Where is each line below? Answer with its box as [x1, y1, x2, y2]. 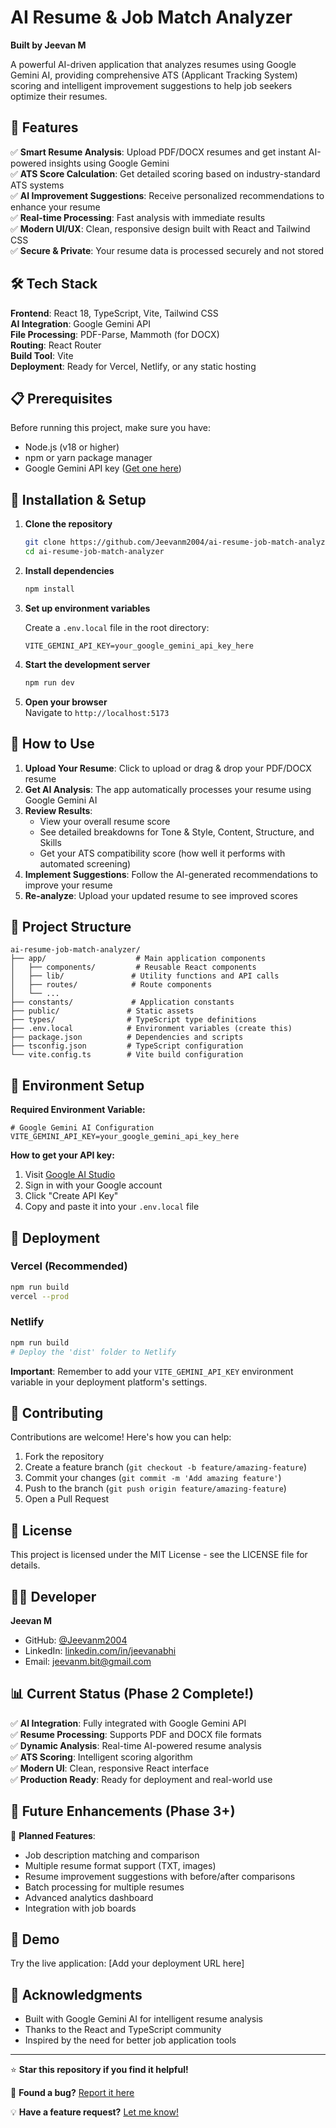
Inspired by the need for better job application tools [24, 2034, 237, 2046]
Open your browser [24, 696, 108, 708]
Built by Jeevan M [10, 39, 87, 51]
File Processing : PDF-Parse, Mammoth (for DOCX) [10, 328, 220, 340]
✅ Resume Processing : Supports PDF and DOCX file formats [10, 1728, 262, 1740]
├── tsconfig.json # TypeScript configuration [10, 1041, 244, 1051]
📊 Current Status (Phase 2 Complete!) [10, 1686, 255, 1703]
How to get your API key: [10, 1149, 115, 1161]
